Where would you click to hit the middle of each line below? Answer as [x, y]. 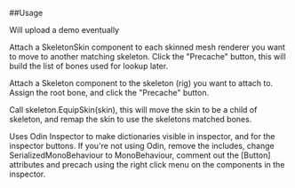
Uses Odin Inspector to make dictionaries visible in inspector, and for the [142, 136]
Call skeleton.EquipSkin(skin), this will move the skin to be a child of [133, 110]
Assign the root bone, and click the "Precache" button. [109, 93]
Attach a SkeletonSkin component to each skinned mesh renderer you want [147, 47]
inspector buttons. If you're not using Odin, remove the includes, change [142, 146]
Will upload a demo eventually [64, 30]
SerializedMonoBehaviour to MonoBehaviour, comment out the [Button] [140, 155]
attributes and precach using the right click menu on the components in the [147, 164]
